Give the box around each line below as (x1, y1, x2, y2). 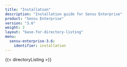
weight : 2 (5, 25, 25, 30)
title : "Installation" (5, 7, 51, 12)
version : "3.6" (5, 20, 36, 26)
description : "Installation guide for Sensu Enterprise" (5, 12, 123, 17)
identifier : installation (14, 43, 66, 48)
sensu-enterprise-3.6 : (9, 39, 55, 44)
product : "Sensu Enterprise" (5, 16, 64, 21)
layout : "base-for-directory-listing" (5, 30, 83, 34)
